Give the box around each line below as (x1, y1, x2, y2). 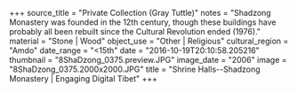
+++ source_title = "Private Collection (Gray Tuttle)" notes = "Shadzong (9, 8, 271, 18)
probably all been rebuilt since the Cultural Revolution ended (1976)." (9, 27, 261, 36)
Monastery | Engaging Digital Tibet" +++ (9, 74, 158, 83)
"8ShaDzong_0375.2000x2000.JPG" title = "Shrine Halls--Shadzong (9, 64, 261, 74)
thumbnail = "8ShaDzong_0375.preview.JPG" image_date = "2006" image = (9, 55, 287, 65)
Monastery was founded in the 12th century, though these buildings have (9, 17, 277, 27)
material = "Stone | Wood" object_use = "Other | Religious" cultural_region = (9, 35, 289, 46)
